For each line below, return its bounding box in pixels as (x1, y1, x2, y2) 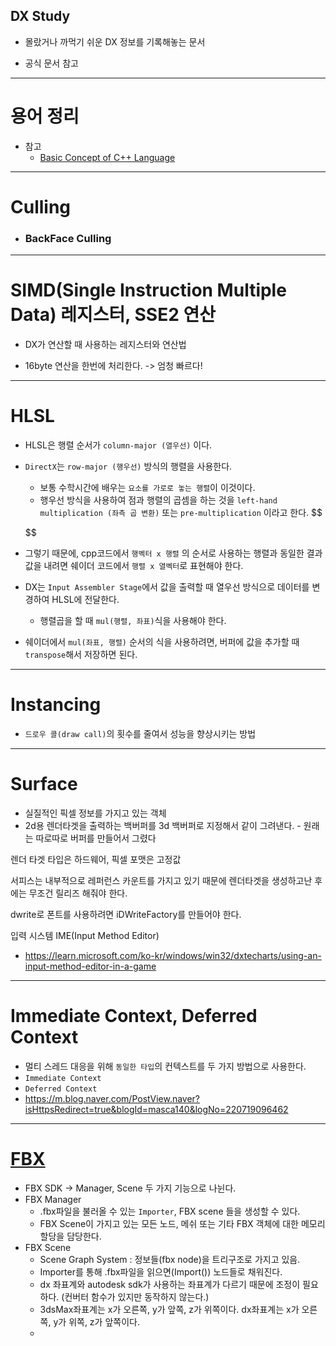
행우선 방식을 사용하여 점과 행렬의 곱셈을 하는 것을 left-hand (39, 494, 278, 506)
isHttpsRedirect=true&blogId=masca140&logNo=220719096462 (24, 1103, 289, 1115)
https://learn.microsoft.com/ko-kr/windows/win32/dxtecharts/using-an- (24, 949, 322, 961)
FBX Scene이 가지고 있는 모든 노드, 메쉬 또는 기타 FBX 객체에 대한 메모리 (39, 1217, 326, 1229)
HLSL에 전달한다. (51, 594, 120, 606)
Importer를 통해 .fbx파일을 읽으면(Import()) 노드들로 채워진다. (39, 1265, 283, 1278)
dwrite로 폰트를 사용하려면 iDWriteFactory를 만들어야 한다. (10, 908, 242, 920)
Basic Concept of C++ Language (39, 151, 176, 163)
